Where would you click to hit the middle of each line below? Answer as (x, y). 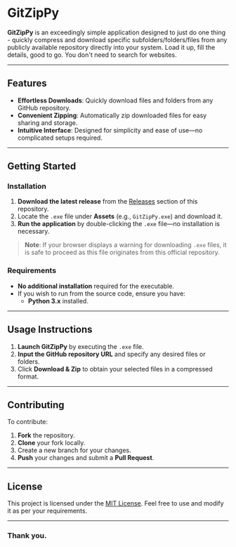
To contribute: (27, 422)
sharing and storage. (47, 123)
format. (28, 376)
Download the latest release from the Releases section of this (107, 202)
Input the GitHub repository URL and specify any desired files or (111, 354)
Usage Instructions (50, 330)
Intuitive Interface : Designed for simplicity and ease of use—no (110, 130)
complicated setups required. (60, 138)
